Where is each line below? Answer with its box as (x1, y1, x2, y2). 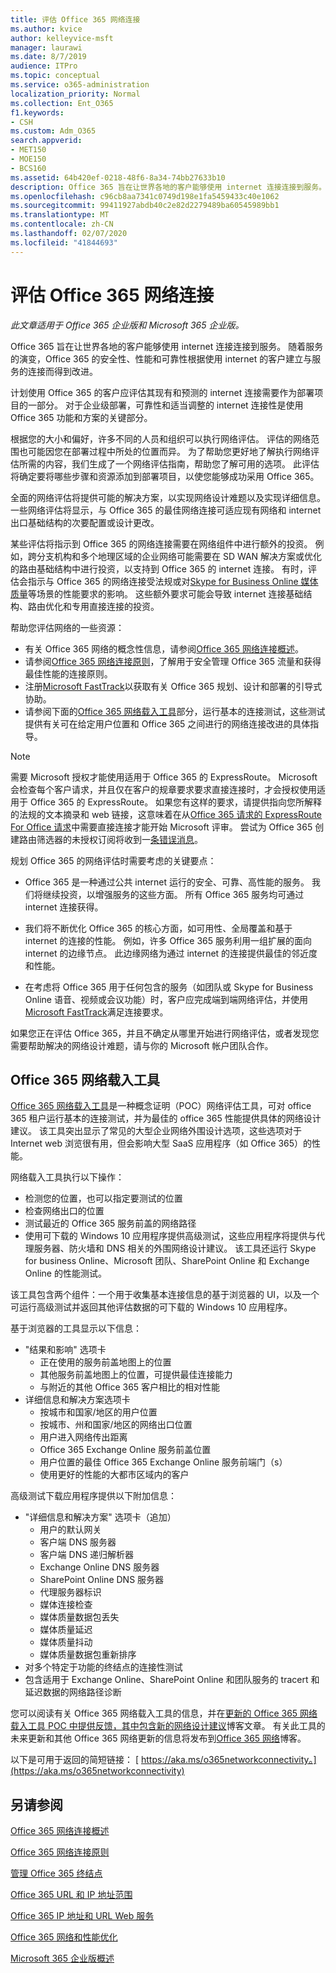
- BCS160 (10, 163, 47, 173)
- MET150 (10, 145, 47, 155)
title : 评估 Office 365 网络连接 (10, 14, 141, 25)
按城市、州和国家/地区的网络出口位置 (39, 1419, 193, 1431)
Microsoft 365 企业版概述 (10, 1952, 115, 1965)
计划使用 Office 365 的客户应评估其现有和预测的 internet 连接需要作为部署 (10, 386, 315, 398)
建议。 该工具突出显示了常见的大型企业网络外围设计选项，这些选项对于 (10, 1125, 302, 1137)
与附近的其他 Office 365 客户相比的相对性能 (39, 1381, 221, 1393)
